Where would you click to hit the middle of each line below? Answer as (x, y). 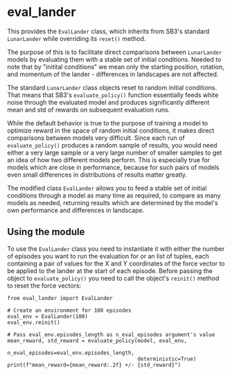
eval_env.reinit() (34, 322)
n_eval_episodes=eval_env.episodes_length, (71, 353)
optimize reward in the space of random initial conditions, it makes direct (111, 130)
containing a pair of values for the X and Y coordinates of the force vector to (116, 263)
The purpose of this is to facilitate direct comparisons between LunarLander (115, 52)
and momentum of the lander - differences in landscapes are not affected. (113, 74)
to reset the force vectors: (44, 286)
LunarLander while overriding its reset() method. (77, 38)
